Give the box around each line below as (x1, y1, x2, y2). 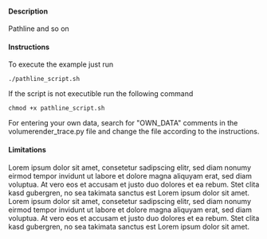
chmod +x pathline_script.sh (8, 104, 105, 113)
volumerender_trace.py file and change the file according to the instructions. (8, 127, 260, 137)
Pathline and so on (8, 24, 69, 33)
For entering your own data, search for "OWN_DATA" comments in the (8, 118, 238, 128)
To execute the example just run (8, 60, 114, 69)
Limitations (8, 145, 46, 154)
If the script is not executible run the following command (8, 89, 194, 98)
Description (8, 6, 49, 16)
